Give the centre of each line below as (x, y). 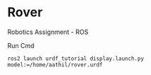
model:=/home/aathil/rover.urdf (55, 64)
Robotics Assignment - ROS (48, 32)
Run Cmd (21, 45)
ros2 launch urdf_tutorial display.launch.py (75, 58)
